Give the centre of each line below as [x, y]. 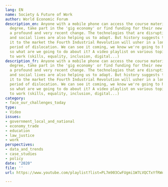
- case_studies [21, 154]
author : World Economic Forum [37, 19]
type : [11, 107]
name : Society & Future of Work [39, 14]
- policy [14, 158]
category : [15, 98]
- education [17, 130]
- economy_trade [22, 126]
